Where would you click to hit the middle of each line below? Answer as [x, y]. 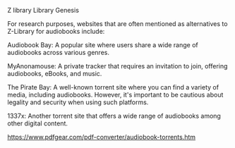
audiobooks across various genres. [58, 53]
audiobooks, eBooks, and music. [55, 74]
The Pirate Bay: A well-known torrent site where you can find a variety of [113, 87]
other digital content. [38, 123]
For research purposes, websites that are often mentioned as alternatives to [117, 24]
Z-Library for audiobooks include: [56, 31]
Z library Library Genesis [43, 10]
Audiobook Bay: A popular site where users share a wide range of [103, 45]
